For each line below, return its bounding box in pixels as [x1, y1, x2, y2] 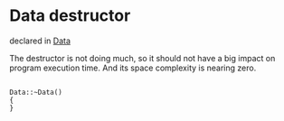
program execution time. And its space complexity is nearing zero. [9, 62, 257, 73]
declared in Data [9, 35, 71, 46]
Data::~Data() [9, 88, 63, 97]
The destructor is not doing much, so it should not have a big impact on [9, 52, 276, 63]
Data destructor [9, 5, 131, 26]
